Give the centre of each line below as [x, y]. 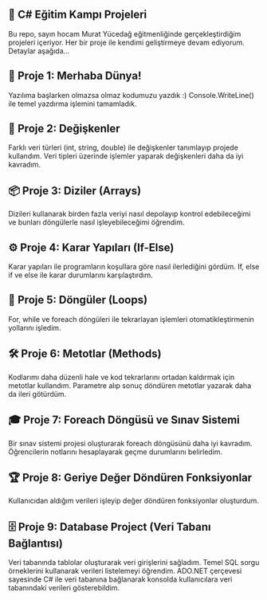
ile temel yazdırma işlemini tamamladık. [73, 104]
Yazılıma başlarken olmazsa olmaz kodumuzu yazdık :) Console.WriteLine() [132, 95]
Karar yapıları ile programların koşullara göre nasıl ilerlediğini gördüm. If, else [134, 267]
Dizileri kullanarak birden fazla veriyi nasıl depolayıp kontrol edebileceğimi [130, 214]
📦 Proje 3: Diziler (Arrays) [75, 191]
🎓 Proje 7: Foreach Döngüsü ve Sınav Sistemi [124, 420]
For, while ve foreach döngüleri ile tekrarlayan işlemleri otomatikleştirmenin [132, 319]
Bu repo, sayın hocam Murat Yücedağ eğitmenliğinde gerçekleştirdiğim [125, 33]
